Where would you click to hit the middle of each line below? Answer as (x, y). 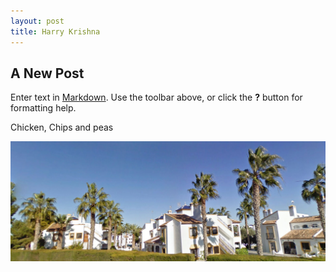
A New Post (47, 73)
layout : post (37, 21)
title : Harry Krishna (55, 31)
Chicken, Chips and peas (62, 127)
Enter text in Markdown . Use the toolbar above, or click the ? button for (156, 97)
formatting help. (43, 108)
